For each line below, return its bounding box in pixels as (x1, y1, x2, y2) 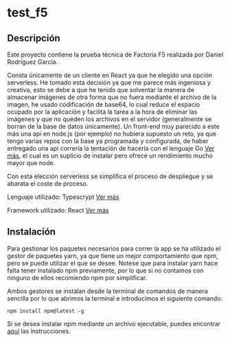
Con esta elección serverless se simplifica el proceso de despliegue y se (7, 172, 214, 180)
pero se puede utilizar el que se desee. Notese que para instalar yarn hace (7, 259, 218, 267)
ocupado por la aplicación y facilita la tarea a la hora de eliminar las (7, 108, 198, 116)
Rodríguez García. (7, 58, 58, 66)
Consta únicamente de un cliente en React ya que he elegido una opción (7, 71, 213, 79)
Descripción (7, 32, 60, 44)
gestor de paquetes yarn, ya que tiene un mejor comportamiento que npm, (7, 251, 218, 259)
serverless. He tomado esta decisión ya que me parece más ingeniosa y (7, 78, 211, 87)
